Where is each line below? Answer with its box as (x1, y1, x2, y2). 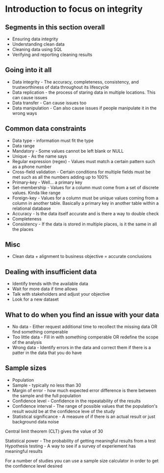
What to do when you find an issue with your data (5, 310, 159, 319)
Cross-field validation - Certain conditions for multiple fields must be (12, 168, 151, 175)
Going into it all (5, 66, 52, 74)
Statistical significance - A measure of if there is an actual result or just (12, 414, 156, 419)
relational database (12, 205, 51, 211)
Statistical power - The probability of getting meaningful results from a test (5, 438, 156, 444)
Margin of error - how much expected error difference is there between (12, 387, 157, 393)
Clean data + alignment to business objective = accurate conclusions (12, 253, 152, 259)
